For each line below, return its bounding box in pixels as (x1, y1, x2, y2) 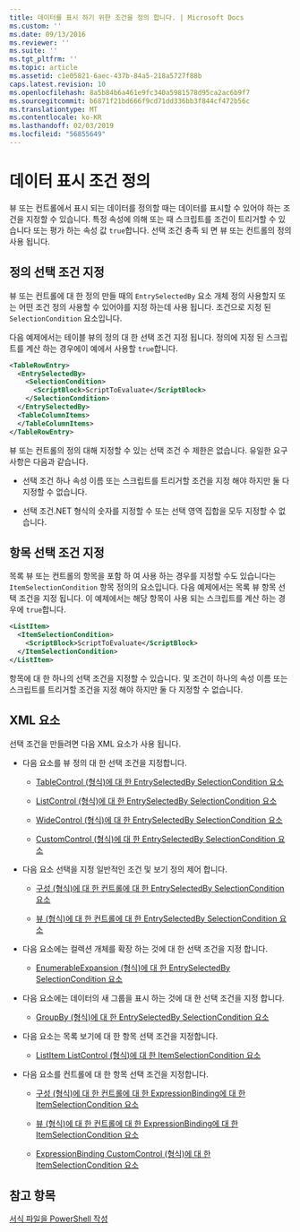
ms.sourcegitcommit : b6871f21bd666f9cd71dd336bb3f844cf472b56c (9, 96, 251, 106)
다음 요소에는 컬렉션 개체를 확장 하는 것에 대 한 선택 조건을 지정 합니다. (21, 943, 269, 954)
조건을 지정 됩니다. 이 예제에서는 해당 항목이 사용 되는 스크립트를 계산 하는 (18, 593, 277, 604)
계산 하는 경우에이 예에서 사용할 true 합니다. (25, 342, 179, 354)
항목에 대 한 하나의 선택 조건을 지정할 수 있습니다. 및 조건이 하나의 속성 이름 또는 (9, 673, 288, 684)
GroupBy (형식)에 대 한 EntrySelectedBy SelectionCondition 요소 (35, 1012, 270, 1022)
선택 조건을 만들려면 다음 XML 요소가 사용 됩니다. (9, 738, 182, 749)
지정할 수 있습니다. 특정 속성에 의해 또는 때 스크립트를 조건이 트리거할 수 (25, 213, 277, 224)
